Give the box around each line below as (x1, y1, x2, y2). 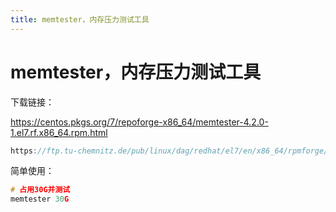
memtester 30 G (10, 194, 70, 205)
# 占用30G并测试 (10, 185, 71, 195)
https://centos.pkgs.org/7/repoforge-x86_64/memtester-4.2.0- (10, 116, 269, 128)
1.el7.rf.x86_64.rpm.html (10, 126, 108, 138)
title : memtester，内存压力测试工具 (10, 14, 150, 25)
